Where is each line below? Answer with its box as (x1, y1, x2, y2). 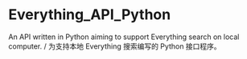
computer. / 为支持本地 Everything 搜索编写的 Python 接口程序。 (8, 41, 221, 51)
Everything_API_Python (8, 6, 171, 24)
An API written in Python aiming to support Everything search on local (8, 32, 240, 41)
